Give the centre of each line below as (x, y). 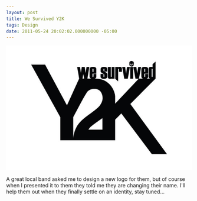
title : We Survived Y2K (35, 19)
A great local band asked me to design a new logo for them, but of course (96, 179)
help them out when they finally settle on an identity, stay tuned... (86, 192)
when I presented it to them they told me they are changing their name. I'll (96, 186)
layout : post (22, 12)
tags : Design (22, 25)
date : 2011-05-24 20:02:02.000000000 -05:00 (62, 31)
